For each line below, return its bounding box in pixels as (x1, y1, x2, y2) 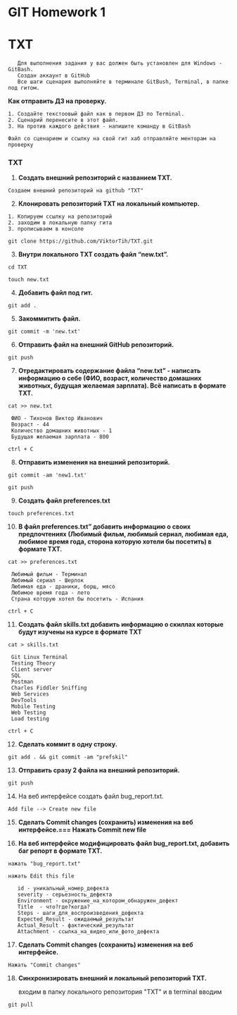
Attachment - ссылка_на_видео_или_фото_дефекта (17, 928, 160, 935)
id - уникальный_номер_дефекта (17, 885, 110, 892)
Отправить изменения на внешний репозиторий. (18, 458, 171, 467)
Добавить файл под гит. (18, 288, 94, 297)
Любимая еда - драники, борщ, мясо (11, 583, 115, 591)
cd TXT (8, 264, 27, 271)
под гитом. (8, 85, 40, 92)
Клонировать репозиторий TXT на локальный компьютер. (18, 199, 200, 208)
